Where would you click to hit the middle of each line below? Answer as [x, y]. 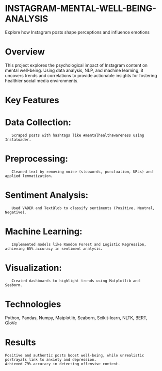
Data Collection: [38, 122]
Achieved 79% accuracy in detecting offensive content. [63, 364]
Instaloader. [18, 140]
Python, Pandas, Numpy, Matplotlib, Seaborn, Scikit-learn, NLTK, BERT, [76, 318]
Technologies [33, 304]
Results [21, 342]
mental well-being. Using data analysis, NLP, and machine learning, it [74, 70]
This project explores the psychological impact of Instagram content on [76, 65]
